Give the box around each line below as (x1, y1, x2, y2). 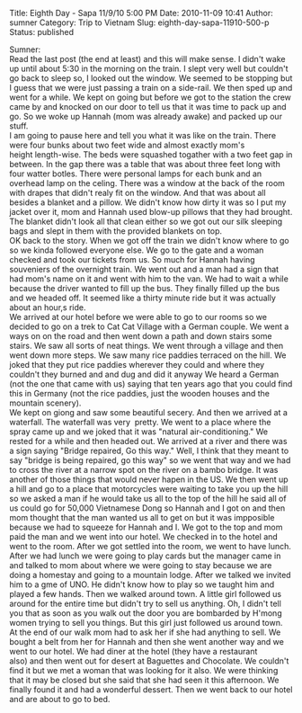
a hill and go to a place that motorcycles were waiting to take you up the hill (9, 484, 289, 494)
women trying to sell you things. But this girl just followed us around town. (9, 618, 283, 628)
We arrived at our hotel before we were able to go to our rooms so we (9, 312, 268, 322)
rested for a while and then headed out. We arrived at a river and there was (9, 436, 288, 446)
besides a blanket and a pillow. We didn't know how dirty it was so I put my (9, 197, 287, 208)
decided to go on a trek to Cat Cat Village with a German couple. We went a (9, 321, 289, 332)
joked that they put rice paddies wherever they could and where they (9, 360, 265, 370)
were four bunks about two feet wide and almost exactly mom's (9, 139, 245, 150)
